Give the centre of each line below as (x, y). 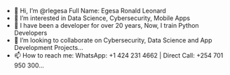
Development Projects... (48, 48)
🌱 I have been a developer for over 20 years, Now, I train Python (106, 25)
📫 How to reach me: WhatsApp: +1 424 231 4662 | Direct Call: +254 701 (119, 55)
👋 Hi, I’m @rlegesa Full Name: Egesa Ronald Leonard (90, 11)
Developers (31, 33)
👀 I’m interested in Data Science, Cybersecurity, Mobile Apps (102, 18)
